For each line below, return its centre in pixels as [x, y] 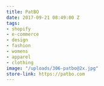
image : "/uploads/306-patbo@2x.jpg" [52, 68]
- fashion [19, 46]
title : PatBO [23, 12]
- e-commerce [23, 35]
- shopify [19, 29]
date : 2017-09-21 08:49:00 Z [43, 18]
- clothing [20, 62]
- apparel [19, 57]
